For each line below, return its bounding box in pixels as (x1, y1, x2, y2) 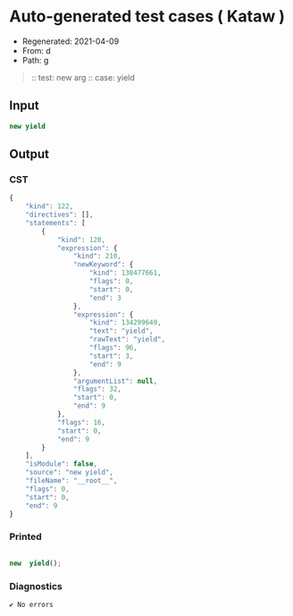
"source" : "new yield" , (25, 468, 114, 477)
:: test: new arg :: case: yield (30, 72, 136, 82)
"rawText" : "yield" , (88, 335, 166, 344)
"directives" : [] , (25, 210, 94, 220)
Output (9, 147, 49, 162)
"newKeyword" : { (72, 260, 134, 269)
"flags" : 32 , (72, 384, 122, 394)
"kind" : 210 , (72, 252, 122, 261)
